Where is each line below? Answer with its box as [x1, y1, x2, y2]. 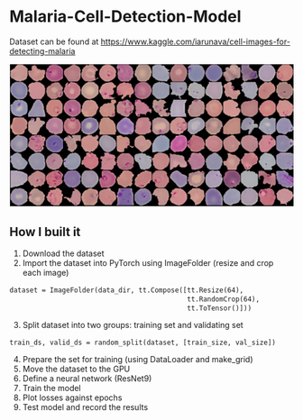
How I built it [9, 224, 81, 240]
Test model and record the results [22, 402, 149, 413]
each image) [22, 268, 69, 278]
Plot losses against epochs [22, 392, 123, 403]
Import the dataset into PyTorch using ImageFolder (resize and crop [22, 258, 274, 269]
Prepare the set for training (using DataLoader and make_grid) [22, 354, 254, 365]
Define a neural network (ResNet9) [22, 373, 152, 384]
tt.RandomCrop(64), [187, 295, 260, 304]
